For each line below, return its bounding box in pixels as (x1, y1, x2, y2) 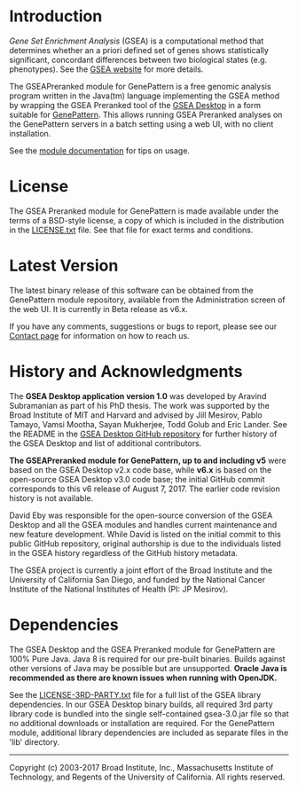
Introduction (9, 6, 103, 27)
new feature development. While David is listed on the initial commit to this (9, 529, 281, 539)
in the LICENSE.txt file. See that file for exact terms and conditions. (9, 224, 254, 235)
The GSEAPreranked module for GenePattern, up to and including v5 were (9, 455, 286, 466)
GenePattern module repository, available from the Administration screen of (9, 294, 286, 305)
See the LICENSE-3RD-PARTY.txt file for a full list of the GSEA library (9, 689, 262, 700)
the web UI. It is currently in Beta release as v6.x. (9, 303, 188, 314)
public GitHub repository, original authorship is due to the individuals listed (9, 538, 282, 549)
